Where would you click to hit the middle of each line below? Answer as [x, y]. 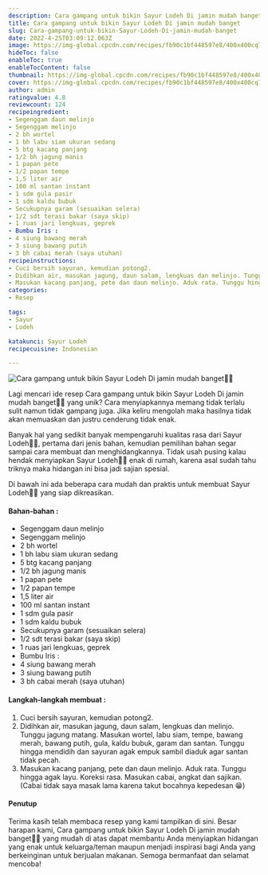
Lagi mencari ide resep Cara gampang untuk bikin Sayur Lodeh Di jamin [126, 394]
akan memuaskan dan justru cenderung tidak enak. [93, 419]
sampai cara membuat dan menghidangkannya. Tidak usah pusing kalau [127, 452]
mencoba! [25, 864]
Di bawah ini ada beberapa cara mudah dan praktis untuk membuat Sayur [129, 485]
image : [19, 46]
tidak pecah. [40, 760]
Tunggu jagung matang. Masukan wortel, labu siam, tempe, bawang [131, 734]
